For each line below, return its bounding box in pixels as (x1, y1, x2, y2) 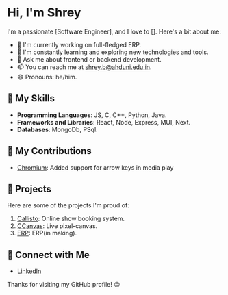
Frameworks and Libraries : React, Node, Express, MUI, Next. (16, 118, 191, 126)
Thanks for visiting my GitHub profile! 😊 (7, 281, 121, 289)
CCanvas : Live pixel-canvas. (16, 222, 98, 230)
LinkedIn (16, 267, 42, 275)
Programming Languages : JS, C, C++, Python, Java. (16, 111, 167, 119)
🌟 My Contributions (7, 145, 92, 157)
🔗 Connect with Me (7, 248, 90, 261)
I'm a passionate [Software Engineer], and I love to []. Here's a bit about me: (7, 27, 221, 36)
